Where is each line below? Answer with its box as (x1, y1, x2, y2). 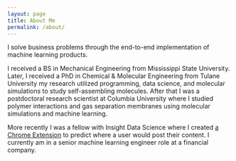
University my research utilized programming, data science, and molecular (7, 79, 225, 88)
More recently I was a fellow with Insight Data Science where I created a (7, 123, 219, 132)
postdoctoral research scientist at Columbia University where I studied (7, 94, 214, 103)
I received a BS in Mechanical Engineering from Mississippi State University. (7, 65, 230, 73)
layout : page (7, 10, 46, 18)
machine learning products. (7, 50, 88, 59)
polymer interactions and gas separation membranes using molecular (7, 102, 211, 111)
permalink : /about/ (7, 23, 65, 30)
